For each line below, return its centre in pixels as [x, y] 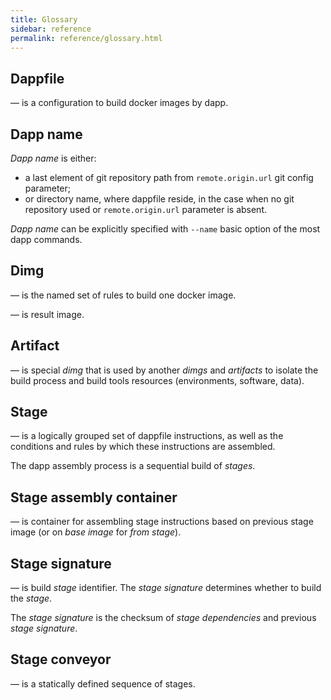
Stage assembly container [94, 497]
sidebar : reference [51, 29]
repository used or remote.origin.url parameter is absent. [145, 209]
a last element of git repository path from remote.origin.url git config [169, 177]
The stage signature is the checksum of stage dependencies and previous [163, 618]
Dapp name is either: [53, 158]
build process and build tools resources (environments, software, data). [157, 380]
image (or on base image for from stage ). [96, 532]
